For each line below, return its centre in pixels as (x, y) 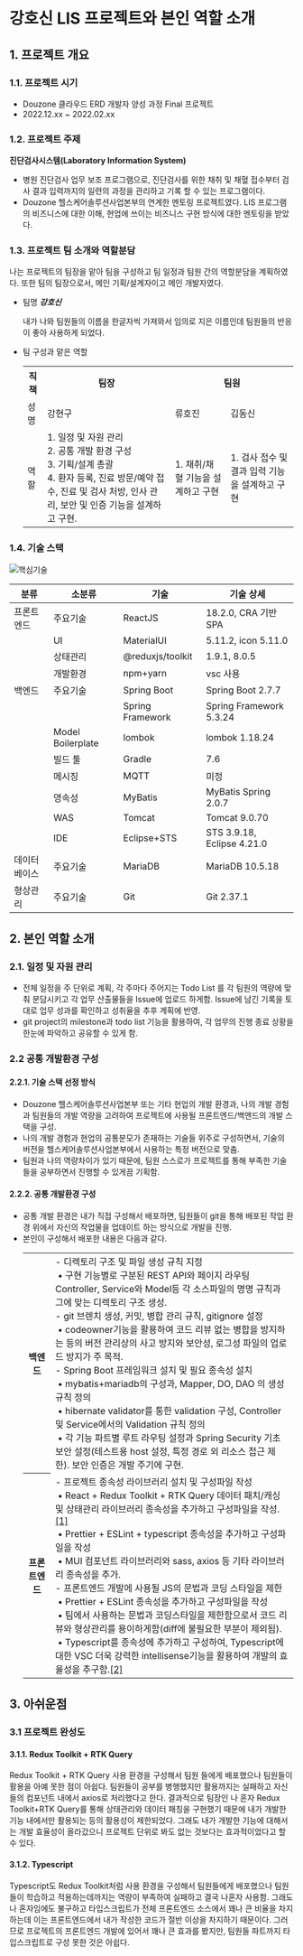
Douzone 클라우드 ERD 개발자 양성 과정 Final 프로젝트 (118, 104)
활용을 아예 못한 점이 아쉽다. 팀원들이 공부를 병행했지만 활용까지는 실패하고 (141, 1787)
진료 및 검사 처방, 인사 (104, 491)
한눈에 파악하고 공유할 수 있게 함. (80, 1033)
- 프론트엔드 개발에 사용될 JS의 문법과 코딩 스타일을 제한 (169, 1588)
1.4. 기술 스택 (37, 548)
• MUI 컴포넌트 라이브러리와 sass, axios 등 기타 (153, 1560)
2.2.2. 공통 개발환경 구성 (53, 1194)
